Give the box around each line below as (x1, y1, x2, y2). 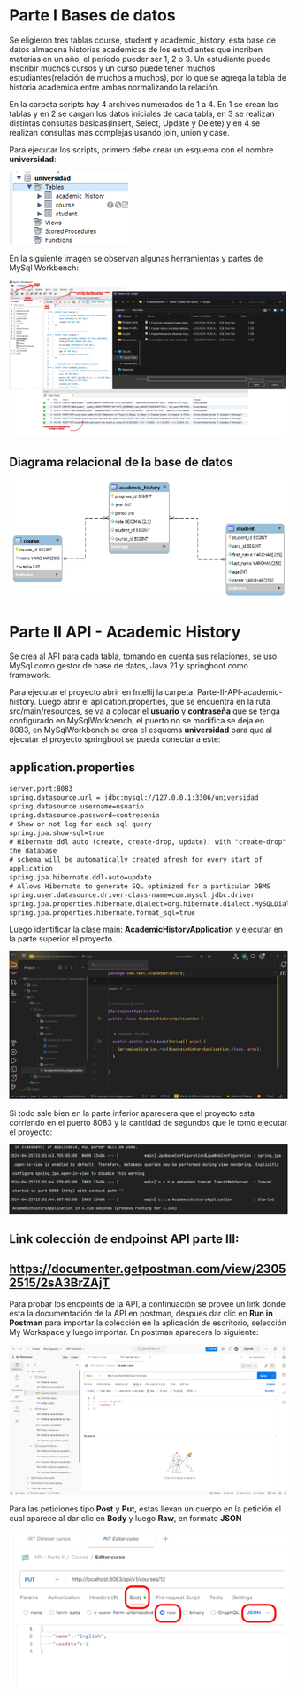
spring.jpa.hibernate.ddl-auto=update (9, 873, 152, 882)
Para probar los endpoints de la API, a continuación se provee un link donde (9, 1299, 286, 1309)
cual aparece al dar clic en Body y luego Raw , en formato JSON (9, 1512, 242, 1523)
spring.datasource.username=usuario (9, 802, 144, 811)
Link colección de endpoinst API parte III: (9, 1231, 240, 1246)
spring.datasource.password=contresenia (9, 811, 161, 820)
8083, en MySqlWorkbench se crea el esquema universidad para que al (9, 724, 272, 736)
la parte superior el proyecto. (9, 933, 115, 944)
